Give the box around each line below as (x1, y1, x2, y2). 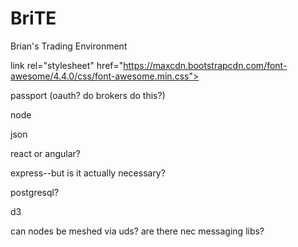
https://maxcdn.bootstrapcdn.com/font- (123, 59, 288, 71)
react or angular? (10, 147, 81, 159)
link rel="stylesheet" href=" (10, 59, 124, 71)
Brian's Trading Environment (10, 40, 128, 52)
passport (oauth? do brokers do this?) (10, 89, 166, 101)
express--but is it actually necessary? (10, 167, 166, 179)
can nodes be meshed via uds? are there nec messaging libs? (10, 225, 265, 237)
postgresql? (10, 186, 60, 198)
